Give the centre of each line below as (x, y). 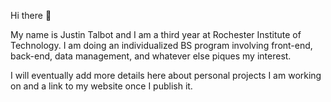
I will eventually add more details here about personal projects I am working (166, 75)
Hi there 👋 (31, 15)
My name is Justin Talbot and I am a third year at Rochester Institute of (156, 34)
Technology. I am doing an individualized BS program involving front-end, (161, 45)
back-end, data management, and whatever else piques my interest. (151, 56)
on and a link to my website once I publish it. (101, 86)
